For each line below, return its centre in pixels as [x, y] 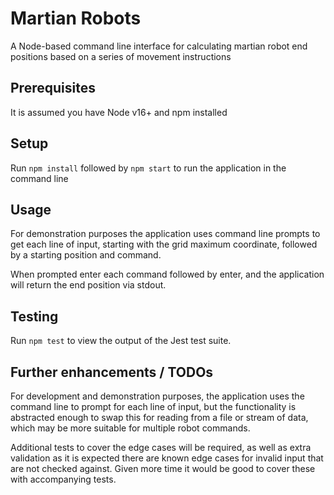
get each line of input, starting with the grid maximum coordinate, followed [164, 244]
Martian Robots [76, 18]
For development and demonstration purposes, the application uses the [157, 396]
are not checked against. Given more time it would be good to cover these [163, 468]
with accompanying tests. [63, 479]
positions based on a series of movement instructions [121, 56]
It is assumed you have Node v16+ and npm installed [119, 112]
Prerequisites [53, 88]
